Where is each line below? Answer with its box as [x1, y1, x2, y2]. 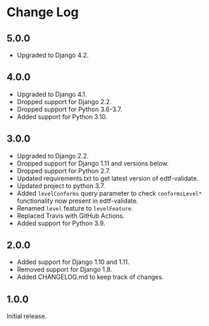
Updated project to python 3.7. [16, 181, 106, 190]
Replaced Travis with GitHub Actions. [16, 211, 125, 220]
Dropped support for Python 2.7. [16, 166, 110, 175]
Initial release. [6, 312, 47, 320]
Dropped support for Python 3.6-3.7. [16, 105, 122, 113]
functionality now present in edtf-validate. [16, 196, 139, 205]
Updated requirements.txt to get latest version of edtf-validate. [16, 174, 199, 182]
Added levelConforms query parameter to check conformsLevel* [16, 189, 202, 197]
